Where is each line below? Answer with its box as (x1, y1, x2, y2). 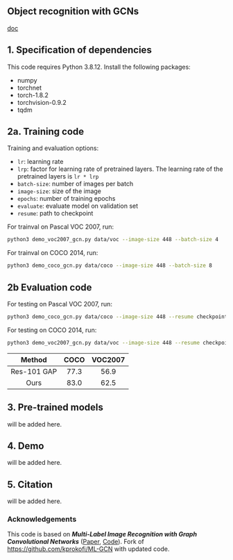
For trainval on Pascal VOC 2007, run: (7, 222, 114, 231)
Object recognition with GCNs (7, 6, 139, 17)
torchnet (17, 83, 42, 92)
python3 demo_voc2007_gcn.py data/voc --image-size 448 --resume (7, 339, 200, 346)
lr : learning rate (17, 158, 64, 166)
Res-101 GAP (10, 366, 58, 376)
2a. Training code (7, 126, 85, 138)
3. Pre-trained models (7, 402, 104, 413)
